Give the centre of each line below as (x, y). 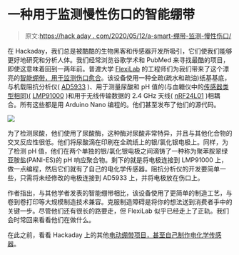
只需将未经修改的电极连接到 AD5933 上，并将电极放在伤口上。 (112, 177)
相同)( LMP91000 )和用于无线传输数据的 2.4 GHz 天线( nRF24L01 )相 (114, 95)
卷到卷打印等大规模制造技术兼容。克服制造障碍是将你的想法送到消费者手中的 (120, 201)
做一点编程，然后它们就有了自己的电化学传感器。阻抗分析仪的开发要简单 (113, 169)
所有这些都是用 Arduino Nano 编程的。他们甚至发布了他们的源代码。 (120, 104)
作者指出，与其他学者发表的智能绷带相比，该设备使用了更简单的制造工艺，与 (120, 193)
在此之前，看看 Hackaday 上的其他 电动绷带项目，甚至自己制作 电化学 (108, 235)
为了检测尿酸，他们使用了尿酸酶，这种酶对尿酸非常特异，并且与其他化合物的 (120, 133)
